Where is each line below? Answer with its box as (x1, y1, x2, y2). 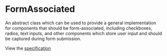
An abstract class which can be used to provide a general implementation (5, 20, 156, 26)
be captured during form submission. (5, 36, 81, 42)
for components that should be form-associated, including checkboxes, (5, 25, 153, 31)
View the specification (5, 45, 51, 51)
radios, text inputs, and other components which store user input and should (5, 30, 162, 36)
